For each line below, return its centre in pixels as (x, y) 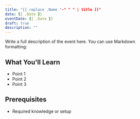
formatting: (16, 47)
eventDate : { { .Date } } (29, 19)
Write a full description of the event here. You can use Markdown (70, 41)
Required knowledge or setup (42, 111)
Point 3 (19, 84)
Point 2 (19, 79)
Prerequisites (26, 100)
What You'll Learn (33, 62)
